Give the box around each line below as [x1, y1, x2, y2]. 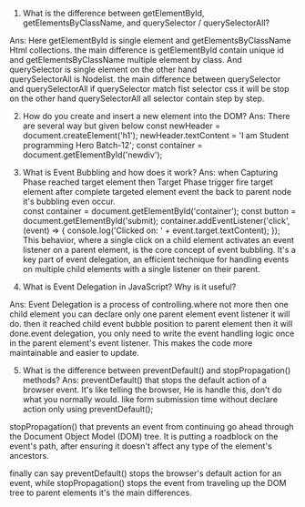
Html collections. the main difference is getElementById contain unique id [9, 45, 285, 56]
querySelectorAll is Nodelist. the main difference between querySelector [9, 74, 281, 85]
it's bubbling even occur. [22, 196, 116, 207]
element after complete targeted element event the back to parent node [22, 187, 292, 197]
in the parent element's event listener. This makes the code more [9, 338, 253, 349]
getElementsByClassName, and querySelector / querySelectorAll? [22, 17, 270, 28]
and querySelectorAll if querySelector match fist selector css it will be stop [9, 84, 290, 94]
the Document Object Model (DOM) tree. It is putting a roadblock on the [9, 431, 279, 441]
